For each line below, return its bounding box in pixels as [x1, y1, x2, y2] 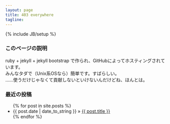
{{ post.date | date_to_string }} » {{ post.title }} [12, 108, 111, 114]
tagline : [5, 17, 24, 22]
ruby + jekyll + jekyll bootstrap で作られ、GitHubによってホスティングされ [5, 57, 161, 64]
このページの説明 [5, 45, 48, 52]
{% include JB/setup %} [5, 31, 56, 37]
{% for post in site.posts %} [12, 102, 72, 109]
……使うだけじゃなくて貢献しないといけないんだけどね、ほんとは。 [5, 76, 147, 82]
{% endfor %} [12, 113, 42, 119]
